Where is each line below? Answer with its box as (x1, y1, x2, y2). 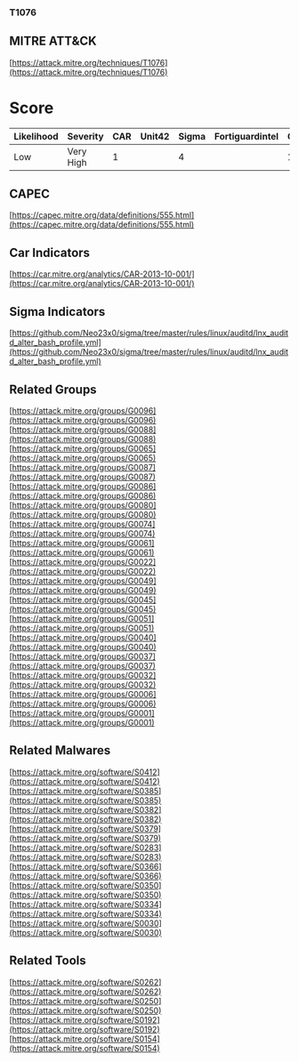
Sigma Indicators (9, 304, 106, 319)
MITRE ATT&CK (9, 34, 97, 49)
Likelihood (13, 130, 60, 142)
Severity (67, 130, 104, 142)
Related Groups (9, 382, 97, 397)
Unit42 (140, 130, 170, 142)
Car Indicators (9, 245, 91, 260)
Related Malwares (9, 743, 111, 758)
